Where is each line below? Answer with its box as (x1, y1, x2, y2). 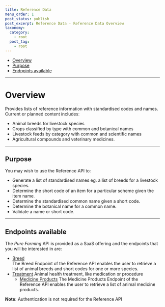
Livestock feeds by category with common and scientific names (12, 131, 142, 137)
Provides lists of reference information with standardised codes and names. (5, 106, 158, 112)
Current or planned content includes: (5, 111, 80, 117)
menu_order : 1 (5, 12, 34, 17)
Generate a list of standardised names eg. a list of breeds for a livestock (12, 177, 158, 183)
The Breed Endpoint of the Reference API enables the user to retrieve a (12, 261, 156, 267)
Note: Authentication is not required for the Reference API (5, 296, 123, 302)
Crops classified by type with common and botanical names (12, 126, 134, 132)
